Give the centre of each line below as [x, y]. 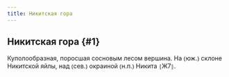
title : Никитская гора [40, 14]
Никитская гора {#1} [54, 42]
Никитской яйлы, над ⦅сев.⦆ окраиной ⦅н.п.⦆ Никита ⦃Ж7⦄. [92, 66]
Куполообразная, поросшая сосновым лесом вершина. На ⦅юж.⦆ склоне [115, 58]
